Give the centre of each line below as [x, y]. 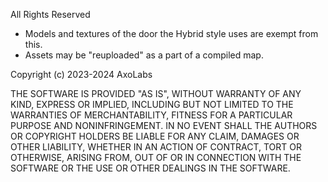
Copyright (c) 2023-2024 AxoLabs [81, 74]
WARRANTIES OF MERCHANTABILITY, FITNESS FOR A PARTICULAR [151, 115]
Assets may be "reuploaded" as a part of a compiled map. [144, 55]
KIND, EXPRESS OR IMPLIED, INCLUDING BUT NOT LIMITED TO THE [152, 104]
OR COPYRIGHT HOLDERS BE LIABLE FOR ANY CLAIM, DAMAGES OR [155, 136]
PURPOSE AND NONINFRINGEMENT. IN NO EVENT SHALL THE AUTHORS [164, 125]
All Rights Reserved [50, 14]
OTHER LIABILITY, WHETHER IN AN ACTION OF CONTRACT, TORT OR [156, 147]
